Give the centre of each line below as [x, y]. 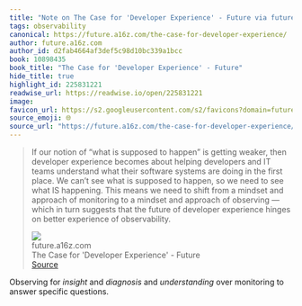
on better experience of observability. [101, 219]
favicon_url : [34, 110]
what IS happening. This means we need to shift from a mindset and [157, 190]
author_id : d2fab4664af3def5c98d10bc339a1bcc [96, 51]
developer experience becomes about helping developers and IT [151, 162]
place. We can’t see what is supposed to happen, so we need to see [158, 180]
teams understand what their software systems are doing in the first [157, 171]
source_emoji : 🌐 [40, 118]
